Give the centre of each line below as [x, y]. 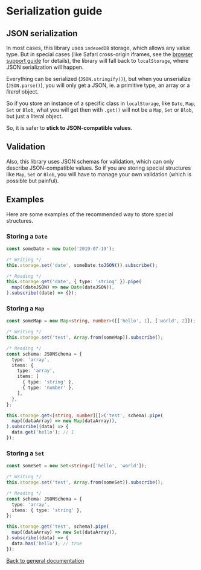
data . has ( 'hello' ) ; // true [47, 543]
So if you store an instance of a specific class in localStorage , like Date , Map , [101, 103]
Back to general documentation [45, 560]
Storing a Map [25, 308]
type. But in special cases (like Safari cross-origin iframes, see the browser [100, 54]
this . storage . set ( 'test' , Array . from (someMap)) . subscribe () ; [85, 338]
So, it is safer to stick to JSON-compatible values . [69, 128]
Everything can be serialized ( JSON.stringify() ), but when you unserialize [99, 79]
